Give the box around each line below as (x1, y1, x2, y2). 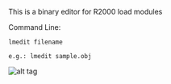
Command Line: (8, 23, 61, 31)
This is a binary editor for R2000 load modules (8, 7, 163, 16)
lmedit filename (8, 38, 63, 46)
